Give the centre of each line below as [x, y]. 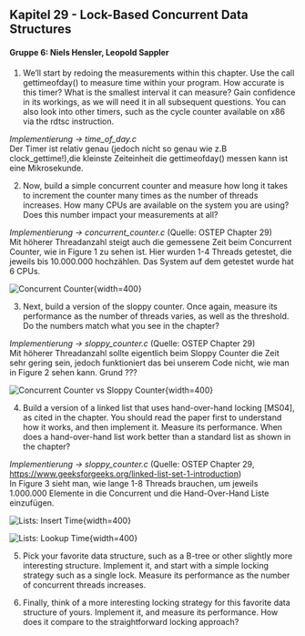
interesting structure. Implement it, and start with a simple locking [146, 565]
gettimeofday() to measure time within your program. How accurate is [153, 82]
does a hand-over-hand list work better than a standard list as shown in [157, 436]
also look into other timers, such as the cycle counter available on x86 [153, 111]
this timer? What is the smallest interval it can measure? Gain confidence [159, 92]
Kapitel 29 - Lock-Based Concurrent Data [129, 15]
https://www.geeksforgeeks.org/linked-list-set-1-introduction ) [126, 474]
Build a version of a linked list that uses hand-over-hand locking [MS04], [159, 407]
